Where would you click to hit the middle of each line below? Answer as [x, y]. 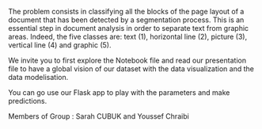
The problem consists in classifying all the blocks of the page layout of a [126, 11]
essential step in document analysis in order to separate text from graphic [129, 28]
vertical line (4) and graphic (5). [60, 45]
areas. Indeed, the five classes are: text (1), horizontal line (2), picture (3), [128, 36]
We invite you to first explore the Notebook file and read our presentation [127, 60]
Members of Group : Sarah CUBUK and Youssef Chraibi [99, 116]
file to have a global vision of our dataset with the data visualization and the [131, 69]
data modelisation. [38, 77]
